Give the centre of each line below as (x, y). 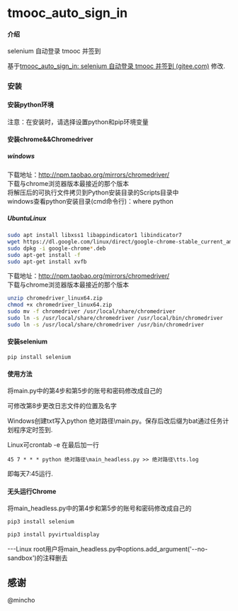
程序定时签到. (33, 430)
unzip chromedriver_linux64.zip (55, 298)
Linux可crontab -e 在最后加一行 (53, 445)
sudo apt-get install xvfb (47, 262)
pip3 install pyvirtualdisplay (53, 535)
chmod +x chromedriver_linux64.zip (60, 305)
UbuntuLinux (27, 218)
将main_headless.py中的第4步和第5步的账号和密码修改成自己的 (100, 508)
